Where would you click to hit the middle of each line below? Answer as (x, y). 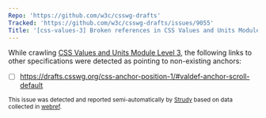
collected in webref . (35, 107)
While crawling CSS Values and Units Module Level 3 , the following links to (130, 53)
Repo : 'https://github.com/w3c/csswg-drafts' (84, 15)
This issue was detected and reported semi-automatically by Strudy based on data (121, 100)
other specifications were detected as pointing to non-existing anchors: (125, 61)
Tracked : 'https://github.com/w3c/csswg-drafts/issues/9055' (111, 23)
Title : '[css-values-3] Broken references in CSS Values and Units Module (134, 30)
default (31, 86)
